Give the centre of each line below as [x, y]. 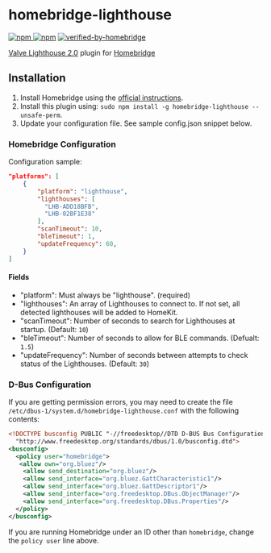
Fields [19, 277]
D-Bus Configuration [50, 385]
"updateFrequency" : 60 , [77, 243]
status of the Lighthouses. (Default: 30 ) [85, 364]
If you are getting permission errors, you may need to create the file [121, 402]
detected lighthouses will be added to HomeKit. [99, 312]
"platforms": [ [34, 177]
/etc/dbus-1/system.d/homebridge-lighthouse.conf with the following [124, 411]
